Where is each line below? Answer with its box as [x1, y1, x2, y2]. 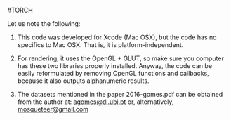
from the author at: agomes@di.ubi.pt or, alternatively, [17, 98, 174, 106]
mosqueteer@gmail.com [17, 105, 89, 113]
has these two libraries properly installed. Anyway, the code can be [17, 62, 213, 69]
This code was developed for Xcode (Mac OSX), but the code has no [17, 33, 217, 41]
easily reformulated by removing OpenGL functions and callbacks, [17, 69, 209, 77]
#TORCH [7, 6, 33, 14]
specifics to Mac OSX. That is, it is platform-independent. [17, 41, 184, 48]
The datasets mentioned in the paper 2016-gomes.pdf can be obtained [17, 91, 223, 98]
